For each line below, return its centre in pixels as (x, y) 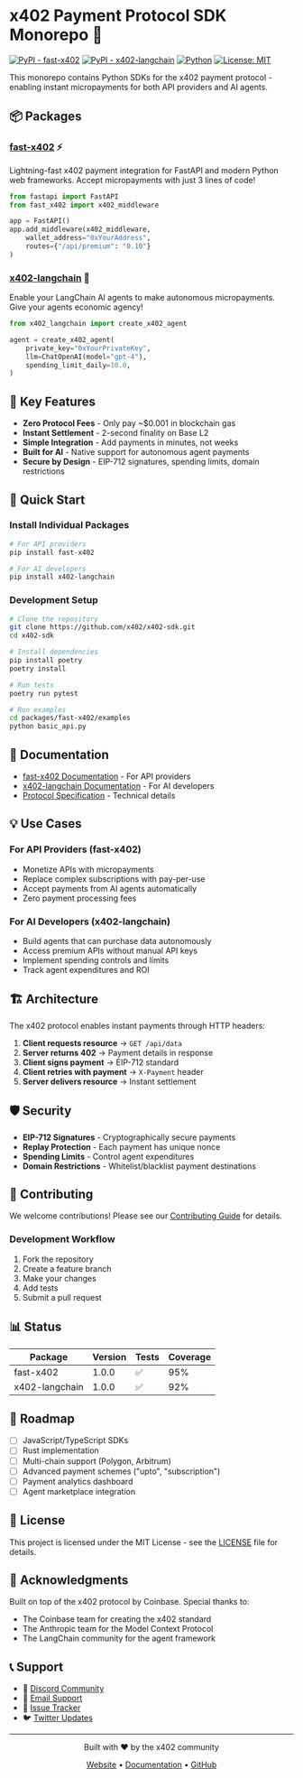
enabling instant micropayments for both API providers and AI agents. (139, 87)
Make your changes (59, 1278)
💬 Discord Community (63, 1689)
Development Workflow (62, 1239)
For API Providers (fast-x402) (75, 849)
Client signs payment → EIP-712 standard (100, 1062)
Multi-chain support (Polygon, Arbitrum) (96, 1461)
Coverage (190, 1357)
